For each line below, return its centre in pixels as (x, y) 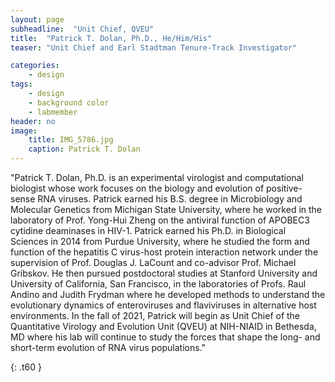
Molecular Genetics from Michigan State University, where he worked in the (166, 209)
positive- (284, 188)
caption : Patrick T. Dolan (84, 149)
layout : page (37, 19)
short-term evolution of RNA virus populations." (108, 347)
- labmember (53, 112)
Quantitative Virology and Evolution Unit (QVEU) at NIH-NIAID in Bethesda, (163, 326)
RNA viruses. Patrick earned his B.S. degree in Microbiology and (170, 199)
